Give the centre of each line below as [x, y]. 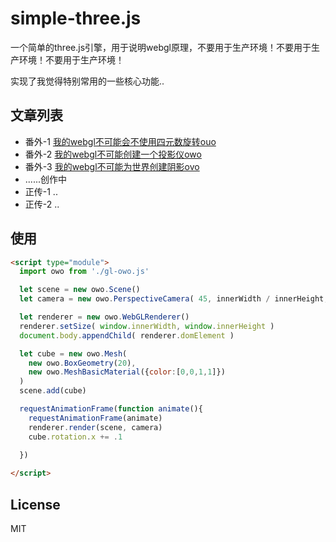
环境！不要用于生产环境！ [71, 59]
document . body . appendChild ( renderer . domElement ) [127, 335]
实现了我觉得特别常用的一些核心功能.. [87, 81]
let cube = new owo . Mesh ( [73, 353]
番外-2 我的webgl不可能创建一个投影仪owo [113, 154]
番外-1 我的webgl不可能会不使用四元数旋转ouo [120, 141]
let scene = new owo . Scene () [80, 290]
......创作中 [45, 179]
